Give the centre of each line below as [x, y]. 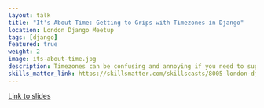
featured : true [33, 45]
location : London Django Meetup [61, 30]
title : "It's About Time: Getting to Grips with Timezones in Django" [126, 23]
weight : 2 [24, 52]
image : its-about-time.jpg [52, 59]
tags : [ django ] [33, 37]
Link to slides [29, 95]
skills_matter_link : [42, 74]
